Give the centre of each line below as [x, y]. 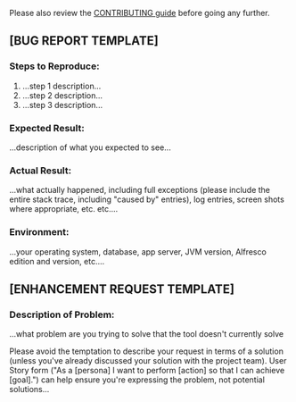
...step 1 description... [62, 86]
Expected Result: [47, 128]
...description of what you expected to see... [90, 147]
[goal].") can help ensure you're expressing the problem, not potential [137, 380]
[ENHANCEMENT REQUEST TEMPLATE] [122, 289]
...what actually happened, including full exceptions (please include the [140, 190]
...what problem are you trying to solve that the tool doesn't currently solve [146, 334]
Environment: [39, 232]
